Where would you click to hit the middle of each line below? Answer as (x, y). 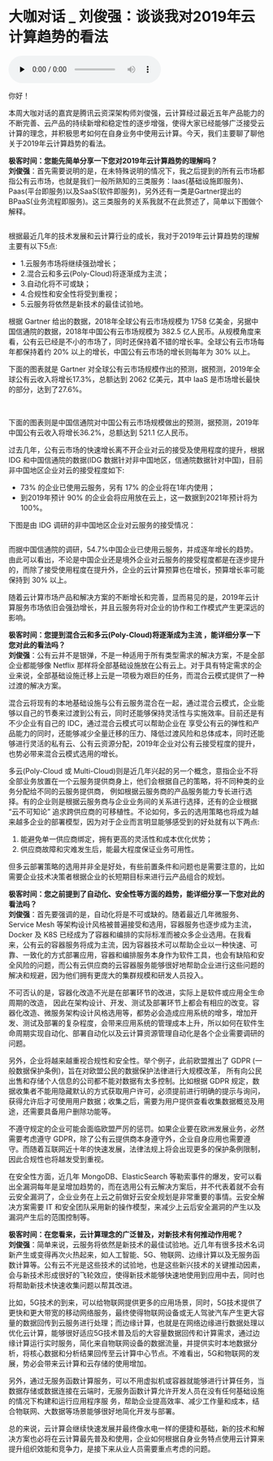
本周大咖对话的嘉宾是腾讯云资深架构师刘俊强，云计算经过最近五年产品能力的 (136, 113)
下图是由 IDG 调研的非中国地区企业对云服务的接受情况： (102, 524)
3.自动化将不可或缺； (56, 283)
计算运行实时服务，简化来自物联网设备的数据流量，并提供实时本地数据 (132, 1343)
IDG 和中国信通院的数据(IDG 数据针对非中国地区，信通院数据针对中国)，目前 (136, 459)
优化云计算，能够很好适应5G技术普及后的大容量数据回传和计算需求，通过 (131, 1333)
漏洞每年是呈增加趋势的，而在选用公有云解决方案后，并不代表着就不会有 (143, 1186)
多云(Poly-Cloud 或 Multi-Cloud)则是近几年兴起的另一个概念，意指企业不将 (133, 771)
